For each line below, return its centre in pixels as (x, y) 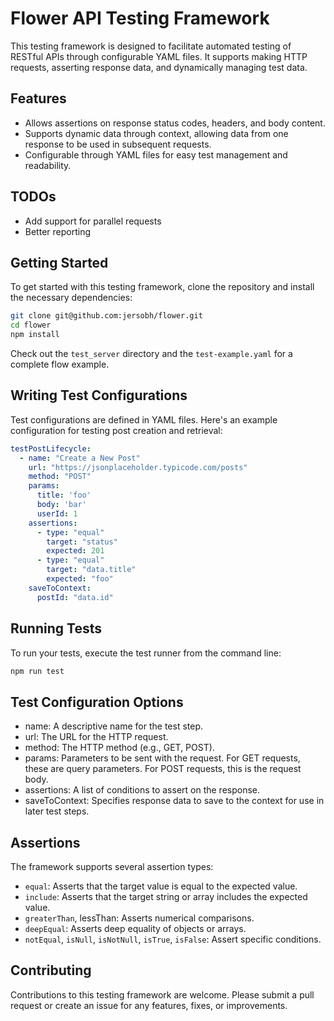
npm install (35, 335)
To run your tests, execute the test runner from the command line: (146, 653)
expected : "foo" (80, 579)
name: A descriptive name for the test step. (114, 726)
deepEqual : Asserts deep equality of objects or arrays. (135, 928)
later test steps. (57, 811)
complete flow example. (60, 364)
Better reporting (57, 231)
